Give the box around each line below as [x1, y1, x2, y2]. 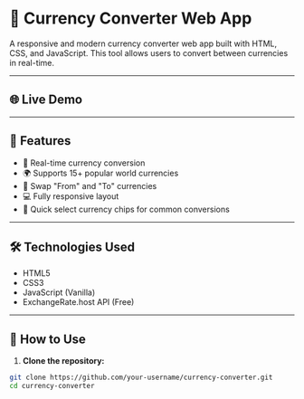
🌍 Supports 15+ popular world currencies [22, 167, 179, 178]
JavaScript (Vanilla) [22, 287, 96, 298]
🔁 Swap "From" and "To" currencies [22, 180, 157, 191]
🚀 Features [9, 133, 71, 148]
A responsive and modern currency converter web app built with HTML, [9, 38, 278, 49]
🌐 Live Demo [9, 92, 83, 108]
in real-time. [9, 57, 55, 68]
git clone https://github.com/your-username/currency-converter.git [9, 373, 273, 383]
